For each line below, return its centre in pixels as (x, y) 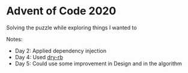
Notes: (14, 39)
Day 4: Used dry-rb (39, 57)
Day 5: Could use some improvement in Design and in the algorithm (98, 63)
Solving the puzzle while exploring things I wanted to (71, 28)
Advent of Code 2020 (61, 11)
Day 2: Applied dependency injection (61, 51)
